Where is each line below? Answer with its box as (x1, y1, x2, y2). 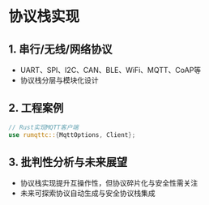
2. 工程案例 (8, 101, 64, 115)
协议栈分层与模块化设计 (19, 75, 99, 85)
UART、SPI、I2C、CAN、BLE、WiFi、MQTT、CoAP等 (19, 66, 202, 75)
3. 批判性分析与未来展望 (8, 155, 128, 169)
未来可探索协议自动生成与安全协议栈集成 (19, 188, 156, 199)
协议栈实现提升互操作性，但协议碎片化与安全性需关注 (19, 178, 198, 188)
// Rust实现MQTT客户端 (8, 123, 79, 131)
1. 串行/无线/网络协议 (8, 42, 113, 56)
